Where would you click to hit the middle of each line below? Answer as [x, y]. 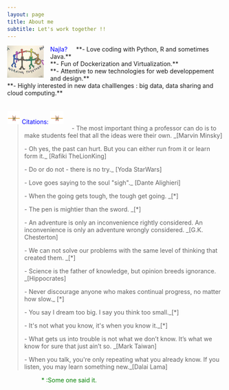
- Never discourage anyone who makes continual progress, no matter [122, 292]
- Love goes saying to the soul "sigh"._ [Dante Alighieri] [102, 183]
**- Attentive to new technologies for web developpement [132, 71]
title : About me [30, 22]
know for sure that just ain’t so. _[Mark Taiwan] [90, 346]
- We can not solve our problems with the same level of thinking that [121, 251]
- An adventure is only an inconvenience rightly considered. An [113, 222]
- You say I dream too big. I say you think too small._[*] [101, 312]
